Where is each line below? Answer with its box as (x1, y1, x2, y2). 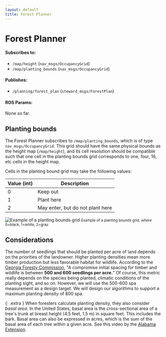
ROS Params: (5, 99, 33, 105)
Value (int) (7, 180, 33, 187)
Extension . (5, 326, 27, 332)
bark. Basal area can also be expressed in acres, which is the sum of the (5, 316, 153, 322)
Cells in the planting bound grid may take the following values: (5, 168, 132, 174)
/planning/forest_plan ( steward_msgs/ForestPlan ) (12, 88, 115, 94)
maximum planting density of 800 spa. (5, 291, 83, 297)
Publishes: (5, 77, 28, 83)
